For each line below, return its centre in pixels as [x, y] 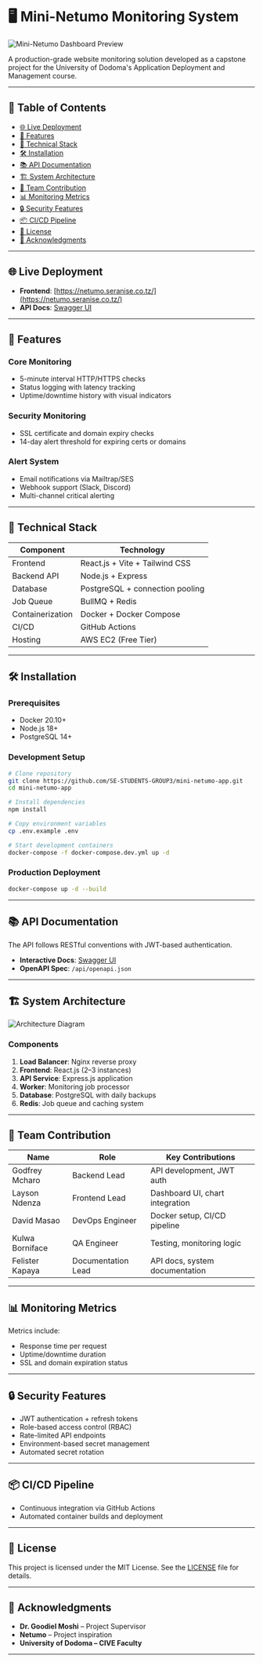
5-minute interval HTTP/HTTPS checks [83, 379]
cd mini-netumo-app [40, 788]
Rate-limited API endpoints [62, 1435]
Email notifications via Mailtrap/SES [77, 478]
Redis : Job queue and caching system [81, 1103]
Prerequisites [34, 703]
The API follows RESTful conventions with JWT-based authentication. [120, 944]
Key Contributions [201, 1157]
